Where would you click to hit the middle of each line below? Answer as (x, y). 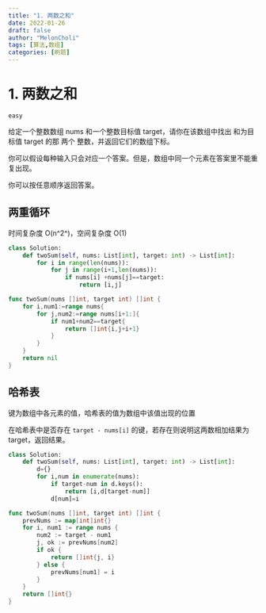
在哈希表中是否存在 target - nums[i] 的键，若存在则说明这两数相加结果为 (129, 430)
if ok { (49, 550)
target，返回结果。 (39, 439)
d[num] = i (65, 499)
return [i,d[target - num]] (107, 491)
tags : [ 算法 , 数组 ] (36, 45)
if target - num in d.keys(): (97, 485)
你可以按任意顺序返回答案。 (53, 185)
